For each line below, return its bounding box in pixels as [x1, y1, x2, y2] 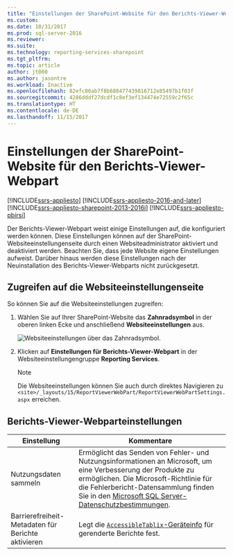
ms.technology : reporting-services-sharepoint [7, 49, 144, 56]
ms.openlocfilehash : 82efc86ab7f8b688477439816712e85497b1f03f [7, 88, 194, 95]
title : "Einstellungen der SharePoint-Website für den [7, 10, 169, 17]
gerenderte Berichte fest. [78, 529, 161, 539]
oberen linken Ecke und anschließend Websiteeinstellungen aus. [17, 320, 205, 329]
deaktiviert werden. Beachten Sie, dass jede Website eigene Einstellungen [7, 246, 219, 254]
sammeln [10, 478, 41, 488]
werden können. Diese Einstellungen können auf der [7, 231, 157, 240]
